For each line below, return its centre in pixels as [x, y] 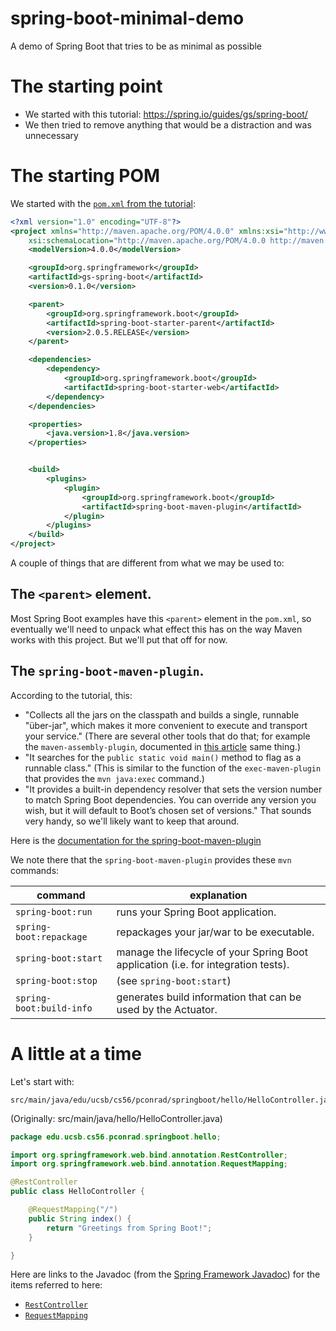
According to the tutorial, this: [71, 695]
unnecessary [51, 135]
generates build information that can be [209, 997]
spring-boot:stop [56, 980]
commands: [35, 870]
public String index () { [80, 1218]
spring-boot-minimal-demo [127, 18]
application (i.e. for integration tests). [203, 964]
